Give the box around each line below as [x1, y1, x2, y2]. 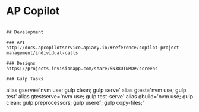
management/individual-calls [6, 49, 78, 56]
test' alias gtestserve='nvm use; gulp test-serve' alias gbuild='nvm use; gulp [6, 92, 194, 99]
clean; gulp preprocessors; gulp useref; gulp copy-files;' [6, 99, 144, 106]
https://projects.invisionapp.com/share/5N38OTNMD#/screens [6, 66, 159, 71]
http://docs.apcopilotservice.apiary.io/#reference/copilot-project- [6, 45, 182, 51]
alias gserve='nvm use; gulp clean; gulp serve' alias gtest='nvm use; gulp [6, 86, 187, 94]
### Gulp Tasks [6, 76, 44, 82]
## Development [6, 29, 44, 35]
